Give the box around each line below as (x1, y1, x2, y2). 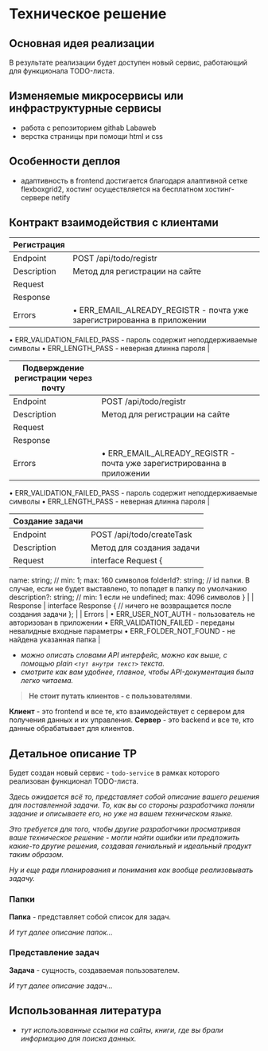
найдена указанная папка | (9, 635, 101, 645)
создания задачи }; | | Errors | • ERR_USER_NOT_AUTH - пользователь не (9, 610, 255, 619)
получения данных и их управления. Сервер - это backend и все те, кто (9, 715, 254, 725)
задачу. (9, 874, 35, 883)
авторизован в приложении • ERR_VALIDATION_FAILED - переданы (9, 618, 235, 627)
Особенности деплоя (9, 155, 121, 168)
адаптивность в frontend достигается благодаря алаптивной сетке (20, 176, 248, 185)
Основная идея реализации (9, 37, 154, 50)
